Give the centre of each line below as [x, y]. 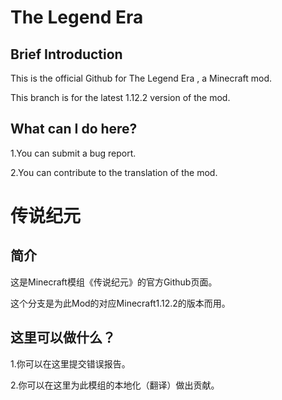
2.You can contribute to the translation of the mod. [114, 172]
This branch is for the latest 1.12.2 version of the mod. [120, 97]
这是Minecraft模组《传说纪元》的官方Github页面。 [114, 282]
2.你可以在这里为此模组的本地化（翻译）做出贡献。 [115, 385]
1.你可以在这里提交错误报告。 [70, 363]
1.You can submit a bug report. [73, 153]
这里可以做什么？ [63, 337]
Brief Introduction [66, 54]
